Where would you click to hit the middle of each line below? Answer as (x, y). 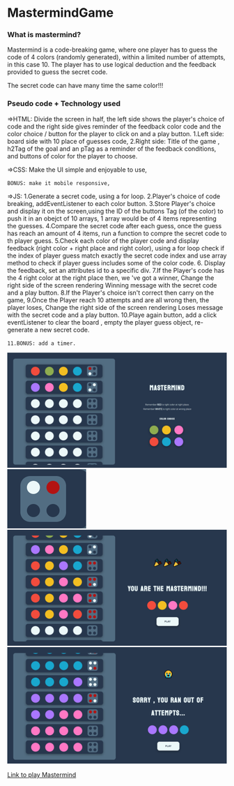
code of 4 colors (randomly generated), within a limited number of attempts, (116, 57)
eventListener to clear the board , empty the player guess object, (100, 322)
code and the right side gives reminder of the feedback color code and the (114, 126)
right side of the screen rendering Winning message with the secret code (112, 285)
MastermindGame (61, 13)
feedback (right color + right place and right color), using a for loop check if (116, 248)
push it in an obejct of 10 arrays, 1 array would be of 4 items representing (112, 218)
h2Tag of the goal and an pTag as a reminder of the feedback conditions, (112, 149)
